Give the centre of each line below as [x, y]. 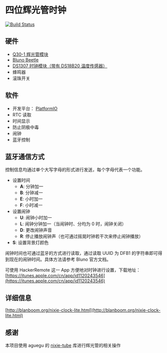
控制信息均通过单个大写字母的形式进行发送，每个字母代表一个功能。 [75, 170]
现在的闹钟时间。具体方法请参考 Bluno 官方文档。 [60, 259]
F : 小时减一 [31, 205]
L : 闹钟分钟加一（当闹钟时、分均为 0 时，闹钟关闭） [73, 224]
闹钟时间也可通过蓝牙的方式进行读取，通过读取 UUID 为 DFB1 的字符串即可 [82, 253]
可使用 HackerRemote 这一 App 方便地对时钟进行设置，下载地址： [73, 270]
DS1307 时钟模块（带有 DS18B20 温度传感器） [60, 66]
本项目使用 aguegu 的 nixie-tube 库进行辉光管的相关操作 [63, 345]
